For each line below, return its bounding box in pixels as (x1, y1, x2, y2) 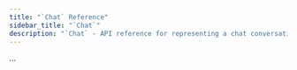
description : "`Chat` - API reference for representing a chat (9, 29, 247, 38)
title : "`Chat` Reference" (9, 12, 109, 22)
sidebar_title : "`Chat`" (9, 21, 101, 30)
